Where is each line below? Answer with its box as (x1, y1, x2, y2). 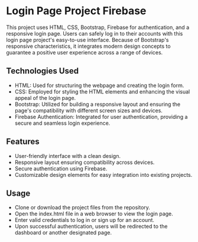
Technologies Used (6, 66, 79, 76)
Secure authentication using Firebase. (14, 164, 108, 172)
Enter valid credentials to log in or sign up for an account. (14, 217, 155, 224)
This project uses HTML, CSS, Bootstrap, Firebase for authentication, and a (6, 24, 190, 31)
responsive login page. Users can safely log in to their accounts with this (6, 30, 183, 37)
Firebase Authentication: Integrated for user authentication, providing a (14, 113, 188, 120)
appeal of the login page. (14, 94, 76, 101)
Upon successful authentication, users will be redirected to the (14, 223, 168, 230)
